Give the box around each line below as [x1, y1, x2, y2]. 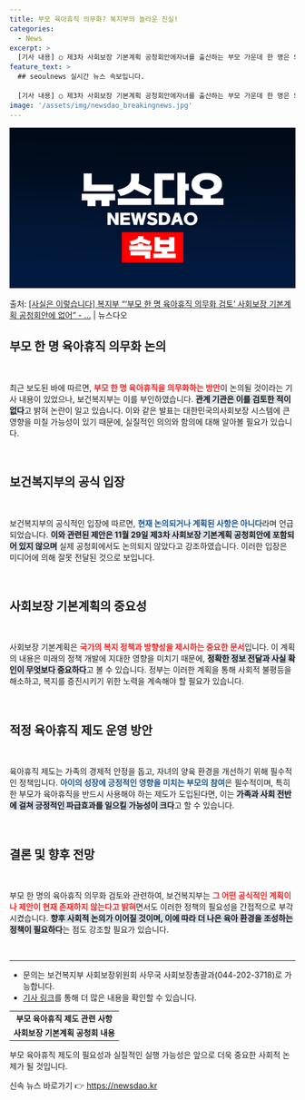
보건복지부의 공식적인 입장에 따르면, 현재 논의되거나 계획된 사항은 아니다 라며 [9, 517, 277, 528]
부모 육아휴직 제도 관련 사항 [15, 1013, 113, 1024]
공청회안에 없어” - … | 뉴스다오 [18, 309, 128, 320]
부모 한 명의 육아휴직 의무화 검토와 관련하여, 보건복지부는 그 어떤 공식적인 [9, 890, 268, 901]
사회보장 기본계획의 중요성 [9, 599, 147, 614]
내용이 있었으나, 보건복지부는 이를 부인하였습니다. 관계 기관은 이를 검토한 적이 [18, 393, 291, 404]
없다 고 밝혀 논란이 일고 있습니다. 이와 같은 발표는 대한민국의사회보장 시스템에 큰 [9, 405, 290, 416]
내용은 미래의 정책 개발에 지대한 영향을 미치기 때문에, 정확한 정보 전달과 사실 [18, 653, 287, 664]
